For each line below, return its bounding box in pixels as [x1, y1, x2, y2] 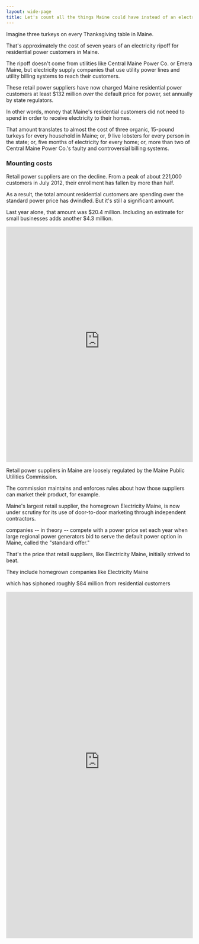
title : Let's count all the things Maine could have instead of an [6, 14, 176, 20]
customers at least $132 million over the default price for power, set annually [6, 90, 193, 97]
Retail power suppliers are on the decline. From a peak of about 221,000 [6, 173, 182, 180]
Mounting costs [6, 160, 53, 168]
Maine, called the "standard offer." [6, 539, 90, 546]
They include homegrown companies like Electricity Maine [6, 568, 149, 575]
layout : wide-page [6, 8, 52, 15]
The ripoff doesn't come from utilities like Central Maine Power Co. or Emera [6, 60, 192, 67]
